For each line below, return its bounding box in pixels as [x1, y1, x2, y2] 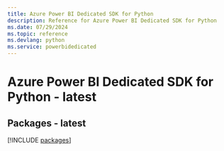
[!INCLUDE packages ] [7, 136, 72, 144]
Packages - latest [7, 117, 86, 129]
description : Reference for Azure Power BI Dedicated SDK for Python [7, 17, 218, 24]
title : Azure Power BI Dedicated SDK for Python [7, 10, 154, 18]
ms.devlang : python [7, 37, 65, 44]
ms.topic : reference [7, 30, 69, 38]
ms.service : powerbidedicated [7, 43, 97, 50]
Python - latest [7, 89, 97, 105]
